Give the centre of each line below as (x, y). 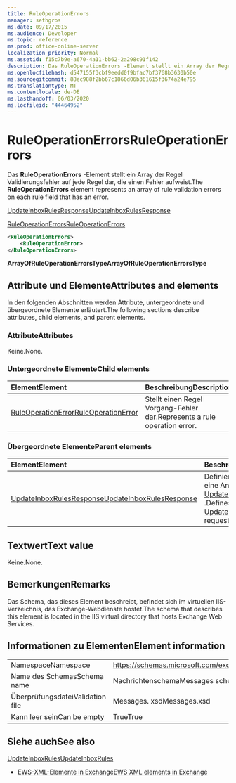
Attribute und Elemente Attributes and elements (113, 285)
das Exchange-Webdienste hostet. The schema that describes (133, 609)
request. (218, 521)
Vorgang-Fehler (172, 408)
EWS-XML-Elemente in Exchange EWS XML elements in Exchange (112, 772)
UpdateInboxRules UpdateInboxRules (60, 758)
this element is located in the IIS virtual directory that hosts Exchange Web (115, 616)
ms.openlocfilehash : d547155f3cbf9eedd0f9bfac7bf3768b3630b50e (102, 72)
